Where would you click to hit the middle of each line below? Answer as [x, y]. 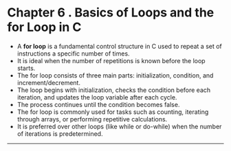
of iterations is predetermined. [60, 133]
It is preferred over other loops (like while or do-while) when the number [119, 126]
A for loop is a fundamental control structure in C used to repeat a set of [119, 46]
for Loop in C [44, 27]
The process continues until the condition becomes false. [98, 104]
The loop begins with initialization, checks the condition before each [114, 90]
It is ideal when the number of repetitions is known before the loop [111, 60]
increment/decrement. [49, 82]
